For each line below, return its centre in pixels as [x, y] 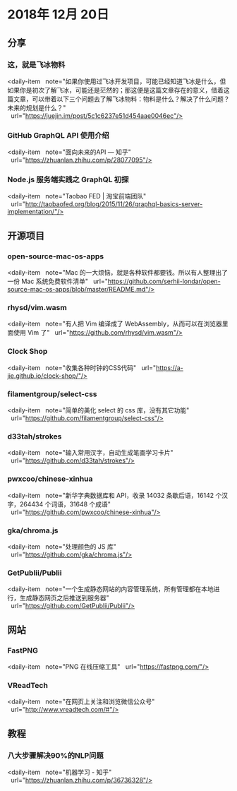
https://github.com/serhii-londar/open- [164, 281]
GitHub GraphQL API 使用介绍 [58, 135]
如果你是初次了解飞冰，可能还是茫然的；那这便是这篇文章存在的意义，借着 [115, 90]
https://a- [169, 367]
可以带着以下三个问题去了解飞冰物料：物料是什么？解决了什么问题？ [130, 99]
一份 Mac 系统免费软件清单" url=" [57, 281]
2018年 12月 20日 [58, 14]
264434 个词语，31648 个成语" [65, 504]
